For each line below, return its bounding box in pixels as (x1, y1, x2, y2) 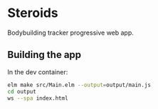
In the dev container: (7, 67, 68, 76)
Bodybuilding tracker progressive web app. (7, 28, 134, 37)
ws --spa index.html (7, 94, 69, 102)
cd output (7, 88, 37, 95)
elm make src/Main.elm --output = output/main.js (7, 81, 152, 88)
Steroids (7, 5, 58, 21)
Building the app (7, 49, 82, 61)
